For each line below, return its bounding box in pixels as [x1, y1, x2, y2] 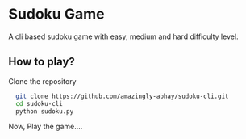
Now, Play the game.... [8, 122, 83, 132]
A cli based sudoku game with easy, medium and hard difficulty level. [8, 32, 240, 41]
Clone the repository [8, 76, 77, 86]
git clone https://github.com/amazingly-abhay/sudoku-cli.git [15, 92, 229, 100]
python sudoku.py [15, 107, 74, 116]
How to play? [8, 55, 75, 69]
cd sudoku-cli [15, 99, 63, 107]
